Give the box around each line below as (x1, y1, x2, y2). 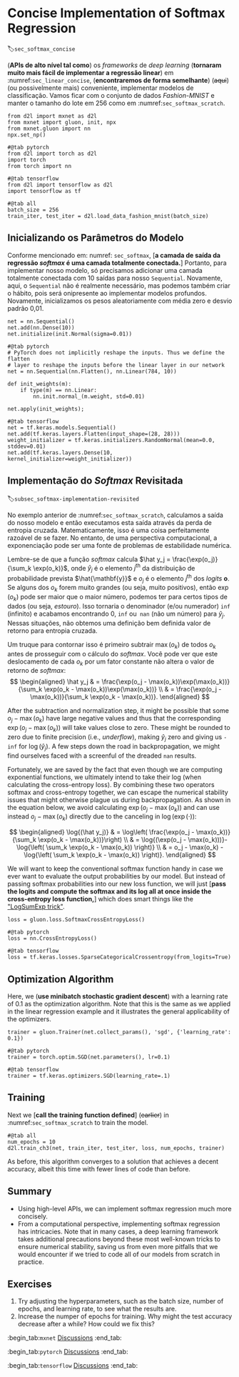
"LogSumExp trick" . (7, 902, 65, 911)
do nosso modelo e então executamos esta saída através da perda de (7, 518, 212, 526)
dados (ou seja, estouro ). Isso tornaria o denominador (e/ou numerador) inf (7, 602, 230, 611)
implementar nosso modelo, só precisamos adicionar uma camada (7, 266, 203, 274)
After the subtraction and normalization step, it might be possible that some (7, 706, 230, 715)
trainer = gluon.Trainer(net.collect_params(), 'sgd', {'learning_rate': (7, 1028, 232, 1036)
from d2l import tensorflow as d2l (7, 181, 113, 189)
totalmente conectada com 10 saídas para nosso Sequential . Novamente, (7, 274, 223, 282)
